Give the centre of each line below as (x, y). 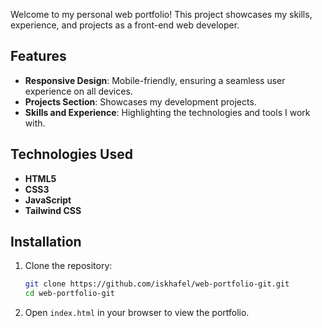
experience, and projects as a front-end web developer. (125, 25)
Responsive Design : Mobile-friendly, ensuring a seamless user (155, 80)
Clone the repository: (68, 266)
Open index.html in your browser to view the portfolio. (137, 313)
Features (38, 56)
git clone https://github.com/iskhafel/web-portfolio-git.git (157, 284)
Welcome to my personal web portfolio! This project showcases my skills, (161, 14)
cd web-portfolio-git (69, 294)
